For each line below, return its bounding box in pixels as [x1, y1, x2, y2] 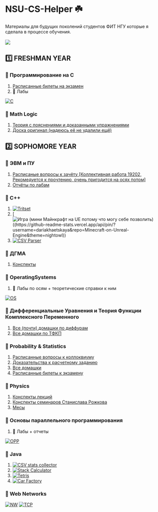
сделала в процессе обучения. [5, 28, 71, 34]
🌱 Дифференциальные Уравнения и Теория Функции [5, 307, 142, 314]
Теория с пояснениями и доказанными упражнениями [12, 121, 130, 127]
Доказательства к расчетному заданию [12, 359, 98, 365]
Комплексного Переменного [5, 313, 79, 320]
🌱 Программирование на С [5, 71, 74, 78]
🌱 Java [5, 450, 22, 457]
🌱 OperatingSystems [5, 274, 56, 281]
